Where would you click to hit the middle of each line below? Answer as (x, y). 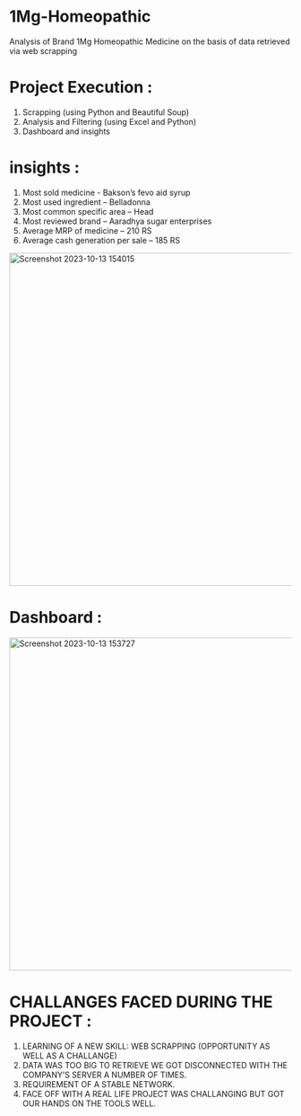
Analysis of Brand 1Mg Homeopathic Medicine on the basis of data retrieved (150, 41)
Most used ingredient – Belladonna (86, 202)
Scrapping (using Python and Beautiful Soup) (106, 112)
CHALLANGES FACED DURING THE (141, 1001)
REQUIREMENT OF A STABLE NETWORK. (99, 1084)
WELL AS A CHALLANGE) (70, 1055)
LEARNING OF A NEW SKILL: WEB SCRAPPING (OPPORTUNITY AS (146, 1046)
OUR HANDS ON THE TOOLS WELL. (89, 1103)
